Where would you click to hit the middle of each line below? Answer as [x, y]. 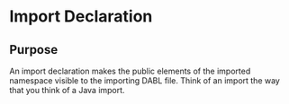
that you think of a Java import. [67, 90]
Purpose [34, 50]
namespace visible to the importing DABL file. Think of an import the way [145, 81]
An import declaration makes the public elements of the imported [130, 71]
